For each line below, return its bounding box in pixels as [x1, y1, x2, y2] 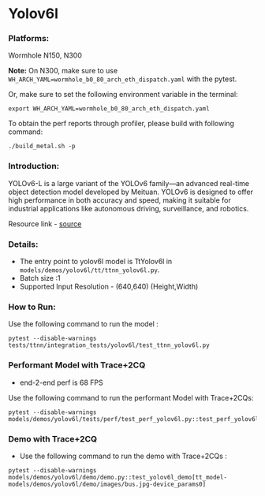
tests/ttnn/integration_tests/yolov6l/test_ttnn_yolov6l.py [8, 341, 211, 349]
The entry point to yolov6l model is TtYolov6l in [19, 257, 173, 267]
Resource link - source [8, 218, 82, 229]
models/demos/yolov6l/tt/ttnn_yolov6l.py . [19, 265, 160, 274]
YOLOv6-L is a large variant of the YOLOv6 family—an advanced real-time [8, 178, 250, 188]
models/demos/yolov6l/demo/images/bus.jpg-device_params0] [8, 480, 207, 488]
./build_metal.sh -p [8, 143, 77, 151]
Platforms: [8, 33, 50, 44]
